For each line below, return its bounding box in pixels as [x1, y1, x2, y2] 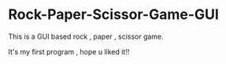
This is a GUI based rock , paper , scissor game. [8, 32, 164, 41]
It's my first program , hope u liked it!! [8, 47, 130, 56]
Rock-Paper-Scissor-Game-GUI [8, 6, 219, 24]
